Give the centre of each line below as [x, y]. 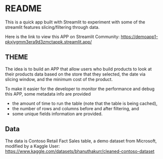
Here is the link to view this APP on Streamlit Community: [62, 37]
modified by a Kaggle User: [32, 146]
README [23, 9]
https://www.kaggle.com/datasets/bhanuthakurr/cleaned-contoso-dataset [80, 151]
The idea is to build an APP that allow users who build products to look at [79, 69]
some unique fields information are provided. [57, 114]
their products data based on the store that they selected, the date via [75, 74]
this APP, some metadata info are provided [48, 94]
